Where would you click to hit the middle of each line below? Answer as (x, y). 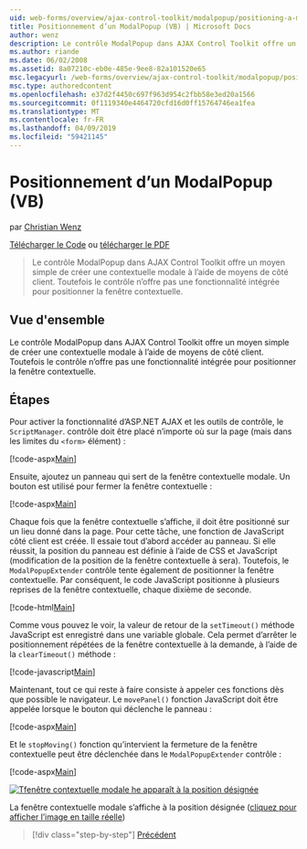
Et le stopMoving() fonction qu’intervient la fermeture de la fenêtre (133, 745)
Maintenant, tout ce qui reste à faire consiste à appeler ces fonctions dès (147, 690)
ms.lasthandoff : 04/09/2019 (63, 129)
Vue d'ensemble (57, 320)
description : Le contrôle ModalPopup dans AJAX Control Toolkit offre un (153, 43)
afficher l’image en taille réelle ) (68, 817)
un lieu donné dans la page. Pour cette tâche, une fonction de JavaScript (147, 532)
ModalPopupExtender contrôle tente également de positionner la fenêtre (142, 570)
